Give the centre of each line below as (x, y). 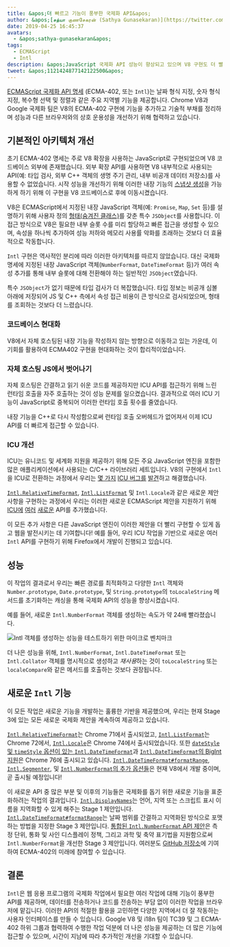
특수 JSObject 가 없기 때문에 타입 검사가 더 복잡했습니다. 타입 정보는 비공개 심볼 (112, 288)
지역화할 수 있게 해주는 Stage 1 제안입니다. (76, 808)
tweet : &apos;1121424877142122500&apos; (66, 71)
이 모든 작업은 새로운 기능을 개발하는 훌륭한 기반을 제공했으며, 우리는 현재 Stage (114, 711)
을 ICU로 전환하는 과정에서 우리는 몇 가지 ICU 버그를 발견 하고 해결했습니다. (107, 478)
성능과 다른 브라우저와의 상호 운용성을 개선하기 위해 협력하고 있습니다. (107, 117)
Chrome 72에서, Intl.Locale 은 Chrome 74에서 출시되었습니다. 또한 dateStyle (114, 743)
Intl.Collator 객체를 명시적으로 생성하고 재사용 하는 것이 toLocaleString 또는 (112, 661)
